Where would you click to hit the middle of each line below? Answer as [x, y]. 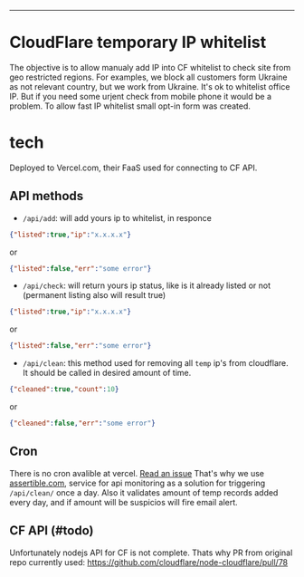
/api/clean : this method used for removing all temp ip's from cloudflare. [156, 363]
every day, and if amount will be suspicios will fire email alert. [123, 502]
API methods [47, 196]
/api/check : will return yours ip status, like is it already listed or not [147, 285]
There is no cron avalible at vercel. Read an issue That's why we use [137, 473]
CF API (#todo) [52, 531]
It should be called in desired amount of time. [107, 373]
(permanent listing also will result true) [94, 295]
